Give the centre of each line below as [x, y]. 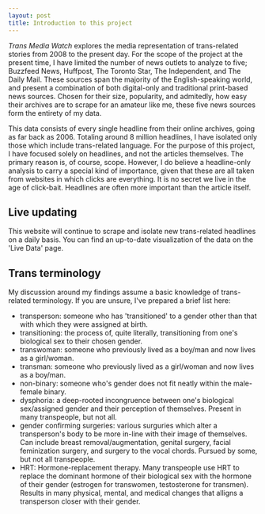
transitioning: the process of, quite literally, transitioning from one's [129, 333]
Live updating [43, 212]
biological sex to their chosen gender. [81, 341]
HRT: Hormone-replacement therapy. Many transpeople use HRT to [129, 468]
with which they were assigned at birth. [84, 324]
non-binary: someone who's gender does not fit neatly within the [125, 384]
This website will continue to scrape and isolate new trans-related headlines [132, 232]
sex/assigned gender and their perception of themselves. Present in [130, 409]
